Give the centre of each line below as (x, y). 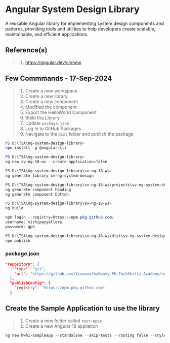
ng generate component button (37, 194)
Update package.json (47, 123)
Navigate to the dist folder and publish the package (79, 134)
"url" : (21, 274)
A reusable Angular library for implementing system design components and (85, 23)
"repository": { (22, 264)
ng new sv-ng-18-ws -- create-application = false (56, 162)
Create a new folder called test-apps (63, 321)
